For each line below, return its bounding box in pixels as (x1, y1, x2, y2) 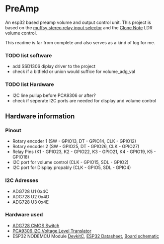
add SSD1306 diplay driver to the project (12, 63, 96, 70)
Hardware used (5, 211, 43, 218)
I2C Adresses (5, 177, 39, 184)
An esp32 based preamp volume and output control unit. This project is (5, 19, 151, 25)
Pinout (5, 127, 21, 134)
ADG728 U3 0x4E (12, 199, 49, 205)
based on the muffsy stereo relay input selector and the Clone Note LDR (5, 24, 153, 30)
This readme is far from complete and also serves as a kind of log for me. (5, 39, 156, 45)
